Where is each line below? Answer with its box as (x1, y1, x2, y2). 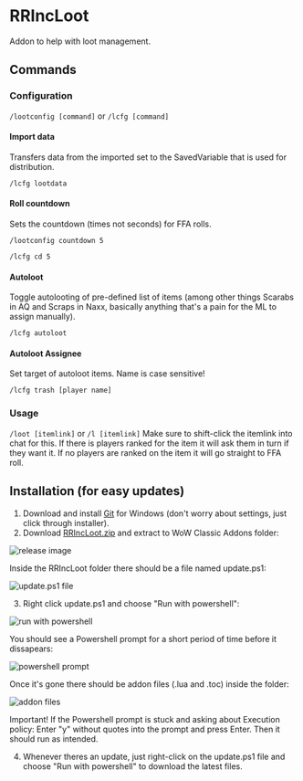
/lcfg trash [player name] (9, 385, 112, 396)
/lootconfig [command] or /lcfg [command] (9, 111, 170, 121)
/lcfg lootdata (9, 179, 68, 188)
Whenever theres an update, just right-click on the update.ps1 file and (22, 751, 286, 762)
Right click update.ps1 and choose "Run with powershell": (22, 597, 240, 608)
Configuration (9, 90, 73, 102)
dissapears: (9, 643, 54, 654)
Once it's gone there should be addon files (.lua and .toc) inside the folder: (9, 678, 289, 690)
